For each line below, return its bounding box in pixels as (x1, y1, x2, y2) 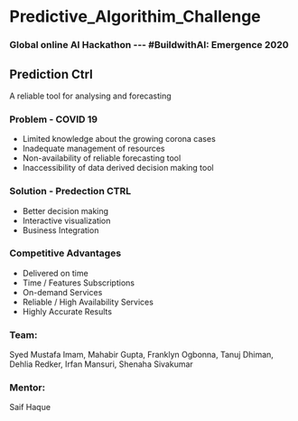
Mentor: (9, 381, 46, 394)
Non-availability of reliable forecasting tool (22, 153, 182, 164)
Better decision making (22, 205, 109, 216)
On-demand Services (22, 286, 103, 297)
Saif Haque (9, 402, 51, 413)
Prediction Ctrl (9, 66, 93, 82)
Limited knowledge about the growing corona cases (22, 134, 217, 145)
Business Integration (22, 224, 99, 236)
